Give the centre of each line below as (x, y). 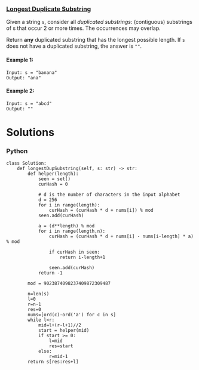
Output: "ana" (24, 78)
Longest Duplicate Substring (49, 9)
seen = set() (54, 179)
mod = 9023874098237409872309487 (69, 283)
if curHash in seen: (74, 252)
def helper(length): (53, 174)
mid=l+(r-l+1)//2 (60, 325)
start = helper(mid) (64, 331)
